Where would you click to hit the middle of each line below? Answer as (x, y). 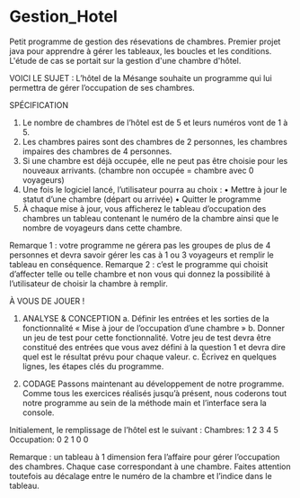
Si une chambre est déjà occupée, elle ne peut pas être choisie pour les (155, 160)
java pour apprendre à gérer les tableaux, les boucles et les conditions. (141, 50)
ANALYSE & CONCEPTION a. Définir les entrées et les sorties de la (146, 318)
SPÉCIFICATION (39, 104)
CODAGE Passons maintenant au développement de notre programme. (153, 384)
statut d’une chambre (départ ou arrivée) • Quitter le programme (141, 199)
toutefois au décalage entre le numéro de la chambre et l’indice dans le (141, 475)
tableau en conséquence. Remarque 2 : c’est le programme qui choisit (139, 264)
